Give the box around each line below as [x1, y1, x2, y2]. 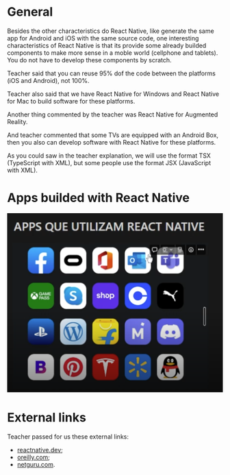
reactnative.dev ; [16, 446, 64, 454]
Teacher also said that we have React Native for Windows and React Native [7, 90, 220, 98]
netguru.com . [16, 461, 55, 469]
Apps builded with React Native [7, 190, 190, 206]
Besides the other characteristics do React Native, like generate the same [7, 27, 214, 35]
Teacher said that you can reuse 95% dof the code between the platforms [7, 69, 216, 77]
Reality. [7, 117, 28, 125]
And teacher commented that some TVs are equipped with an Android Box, [7, 131, 219, 139]
